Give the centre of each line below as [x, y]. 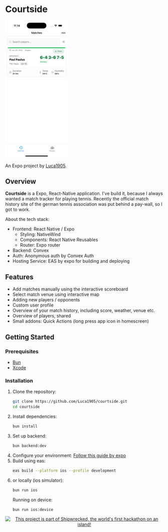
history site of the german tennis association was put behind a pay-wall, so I [84, 204]
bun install [25, 426]
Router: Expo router [40, 245]
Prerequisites [22, 351]
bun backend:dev [29, 446]
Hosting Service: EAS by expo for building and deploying [71, 261]
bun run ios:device [33, 509]
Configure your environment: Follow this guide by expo [69, 455]
